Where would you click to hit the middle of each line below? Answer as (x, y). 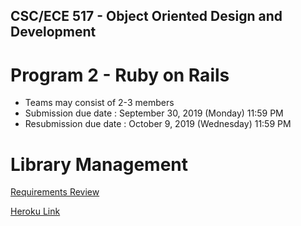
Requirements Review (55, 192)
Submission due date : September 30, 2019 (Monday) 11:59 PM (154, 113)
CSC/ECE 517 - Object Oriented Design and (146, 16)
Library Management (99, 164)
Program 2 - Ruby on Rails (120, 75)
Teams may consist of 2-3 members (99, 103)
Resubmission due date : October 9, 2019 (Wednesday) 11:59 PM (158, 124)
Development (53, 32)
